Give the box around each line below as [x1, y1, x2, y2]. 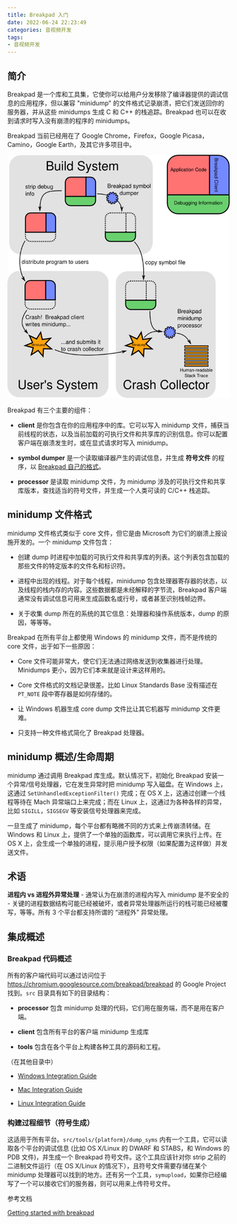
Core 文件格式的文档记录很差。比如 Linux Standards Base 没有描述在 [17, 680, 218, 689]
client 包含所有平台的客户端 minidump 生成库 [17, 1028, 150, 1036]
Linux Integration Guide [17, 1099, 86, 1108]
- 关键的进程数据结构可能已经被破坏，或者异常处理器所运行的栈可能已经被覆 [7, 899, 229, 908]
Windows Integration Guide [17, 1072, 97, 1080]
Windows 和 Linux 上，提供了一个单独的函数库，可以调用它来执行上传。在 [7, 830, 222, 839]
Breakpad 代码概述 [7, 954, 72, 964]
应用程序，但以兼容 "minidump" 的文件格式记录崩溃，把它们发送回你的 [19, 99, 224, 107]
